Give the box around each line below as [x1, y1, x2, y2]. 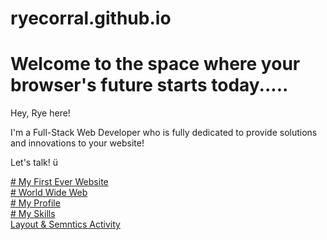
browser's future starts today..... [10, 74, 289, 97]
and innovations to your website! [10, 137, 145, 149]
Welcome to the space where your [10, 53, 301, 76]
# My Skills [10, 208, 56, 220]
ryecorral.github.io [10, 7, 172, 30]
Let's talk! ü [10, 157, 59, 169]
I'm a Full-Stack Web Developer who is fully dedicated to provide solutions [10, 127, 318, 139]
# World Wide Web [10, 187, 88, 199]
